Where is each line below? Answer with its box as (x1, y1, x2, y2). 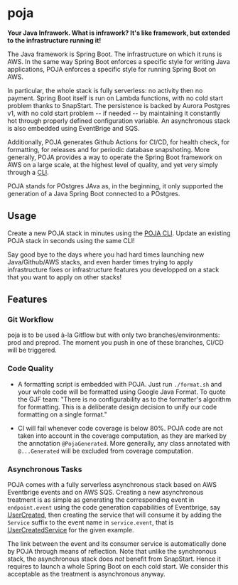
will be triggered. (7, 346, 57, 355)
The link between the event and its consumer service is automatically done (7, 540, 227, 548)
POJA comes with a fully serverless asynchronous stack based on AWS (7, 481, 217, 489)
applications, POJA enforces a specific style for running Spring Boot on (7, 65, 217, 73)
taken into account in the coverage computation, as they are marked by (17, 431, 227, 440)
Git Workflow (7, 315, 54, 325)
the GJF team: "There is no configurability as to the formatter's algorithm (17, 395, 232, 403)
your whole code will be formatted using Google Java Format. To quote (17, 387, 226, 396)
